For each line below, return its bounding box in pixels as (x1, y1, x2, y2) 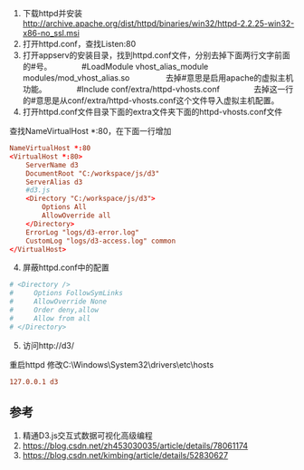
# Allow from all (9, 313, 91, 323)
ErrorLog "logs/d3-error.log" (25, 227, 140, 237)
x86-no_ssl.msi (22, 28, 80, 38)
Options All (42, 203, 88, 212)
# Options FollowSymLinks (9, 289, 124, 298)
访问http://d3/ (22, 340, 75, 350)
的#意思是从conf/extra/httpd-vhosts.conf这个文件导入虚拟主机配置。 (22, 95, 280, 106)
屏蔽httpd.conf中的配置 (22, 262, 110, 273)
